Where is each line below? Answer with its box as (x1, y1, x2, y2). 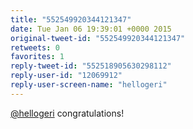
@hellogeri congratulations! (10, 107, 125, 119)
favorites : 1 (10, 52, 65, 62)
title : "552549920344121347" (10, 14, 132, 25)
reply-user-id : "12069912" (10, 71, 123, 81)
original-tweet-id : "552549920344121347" (10, 33, 186, 43)
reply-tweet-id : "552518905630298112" (10, 61, 172, 71)
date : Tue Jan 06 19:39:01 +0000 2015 (10, 24, 172, 34)
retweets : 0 (10, 42, 60, 53)
